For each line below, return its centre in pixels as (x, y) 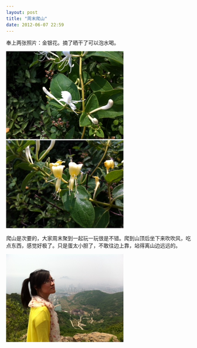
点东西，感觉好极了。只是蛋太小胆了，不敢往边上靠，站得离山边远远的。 (93, 245)
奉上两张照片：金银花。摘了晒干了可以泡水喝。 (62, 43)
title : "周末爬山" (27, 18)
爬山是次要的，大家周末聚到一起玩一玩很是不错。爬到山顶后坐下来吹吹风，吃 (98, 238)
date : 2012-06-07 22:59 (35, 25)
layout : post (22, 12)
